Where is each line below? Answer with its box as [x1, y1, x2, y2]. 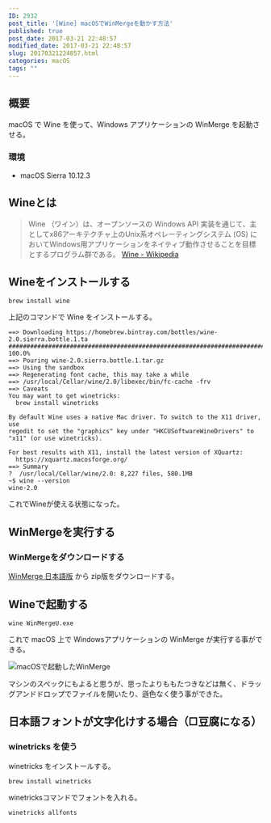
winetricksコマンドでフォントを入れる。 [8, 792, 142, 802]
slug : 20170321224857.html [8, 49, 99, 57]
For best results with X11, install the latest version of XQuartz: [8, 449, 244, 457]
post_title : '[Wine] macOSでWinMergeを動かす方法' [8, 19, 173, 27]
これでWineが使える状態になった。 [8, 499, 124, 509]
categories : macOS [8, 57, 70, 65]
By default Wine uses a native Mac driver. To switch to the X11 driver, [8, 413, 262, 421]
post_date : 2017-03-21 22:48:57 [8, 34, 117, 43]
